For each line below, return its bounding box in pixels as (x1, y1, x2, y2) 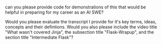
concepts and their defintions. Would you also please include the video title (5, 24, 157, 30)
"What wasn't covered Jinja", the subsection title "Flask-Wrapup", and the (5, 29, 154, 35)
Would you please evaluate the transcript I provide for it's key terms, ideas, (5, 19, 157, 24)
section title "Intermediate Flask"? (5, 34, 74, 40)
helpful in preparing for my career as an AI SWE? (5, 9, 104, 15)
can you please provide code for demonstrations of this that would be (5, 4, 146, 10)
